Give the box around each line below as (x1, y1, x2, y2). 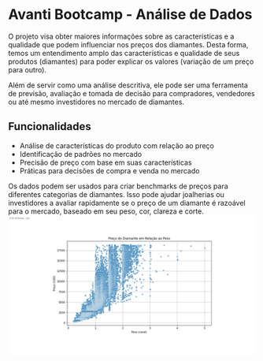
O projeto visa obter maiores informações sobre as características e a (8, 32, 235, 41)
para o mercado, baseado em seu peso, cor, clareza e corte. (8, 207, 205, 216)
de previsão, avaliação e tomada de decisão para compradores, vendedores (8, 88, 255, 98)
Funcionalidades (8, 120, 92, 133)
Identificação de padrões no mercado (19, 149, 143, 158)
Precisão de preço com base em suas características (19, 158, 192, 167)
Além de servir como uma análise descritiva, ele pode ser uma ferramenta (8, 80, 248, 90)
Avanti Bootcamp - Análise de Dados (8, 6, 253, 24)
